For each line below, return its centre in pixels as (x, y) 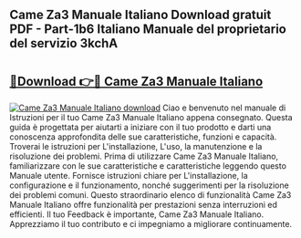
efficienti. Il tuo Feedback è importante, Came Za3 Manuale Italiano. (137, 214)
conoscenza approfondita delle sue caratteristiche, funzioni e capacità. (143, 137)
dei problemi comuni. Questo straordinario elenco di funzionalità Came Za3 (150, 195)
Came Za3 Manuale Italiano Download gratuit (140, 15)
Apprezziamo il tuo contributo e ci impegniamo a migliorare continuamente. (151, 224)
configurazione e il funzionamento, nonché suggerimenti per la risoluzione (149, 185)
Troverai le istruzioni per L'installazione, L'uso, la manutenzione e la (136, 146)
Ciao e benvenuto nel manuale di (224, 108)
